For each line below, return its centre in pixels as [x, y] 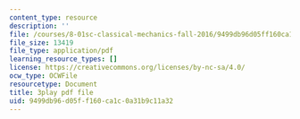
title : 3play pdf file [51, 92]
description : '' [39, 26]
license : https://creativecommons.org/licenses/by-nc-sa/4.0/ [127, 68]
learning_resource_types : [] [63, 59]
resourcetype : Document [54, 84]
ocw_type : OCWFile [43, 76]
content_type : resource [54, 17]
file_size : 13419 [42, 42]
